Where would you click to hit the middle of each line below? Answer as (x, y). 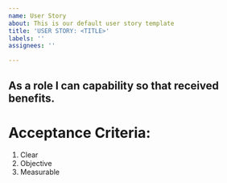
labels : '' (27, 38)
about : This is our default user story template (91, 23)
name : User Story (37, 16)
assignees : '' (32, 46)
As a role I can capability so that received (113, 85)
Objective (36, 164)
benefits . (31, 98)
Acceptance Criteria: (80, 133)
